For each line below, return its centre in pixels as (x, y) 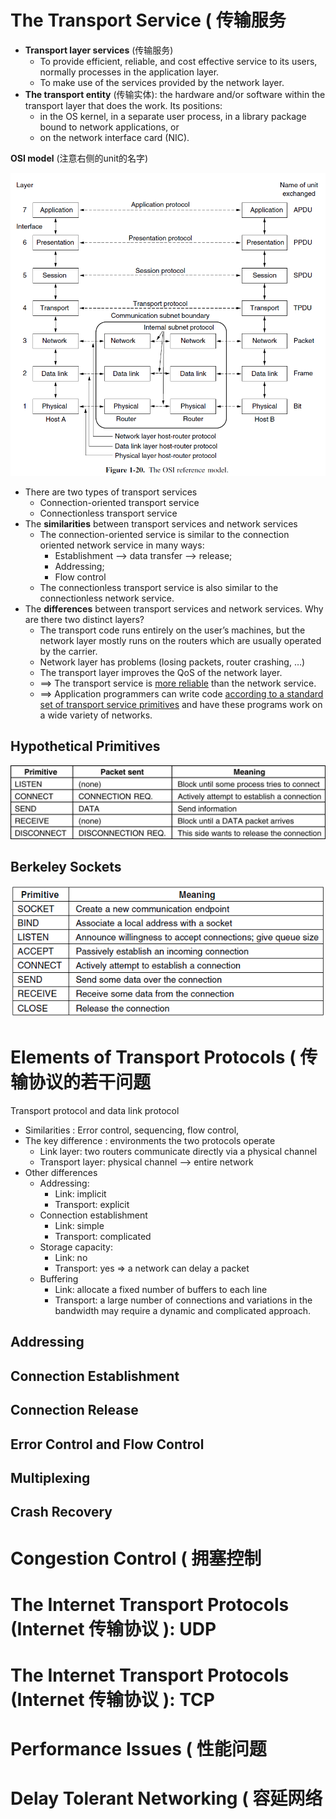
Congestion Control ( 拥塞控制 (136, 1558)
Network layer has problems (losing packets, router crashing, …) (172, 662)
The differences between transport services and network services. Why (174, 608)
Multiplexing (50, 1477)
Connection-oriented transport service (119, 502)
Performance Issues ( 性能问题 (138, 1749)
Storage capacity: (76, 1247)
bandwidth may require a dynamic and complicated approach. (183, 1311)
